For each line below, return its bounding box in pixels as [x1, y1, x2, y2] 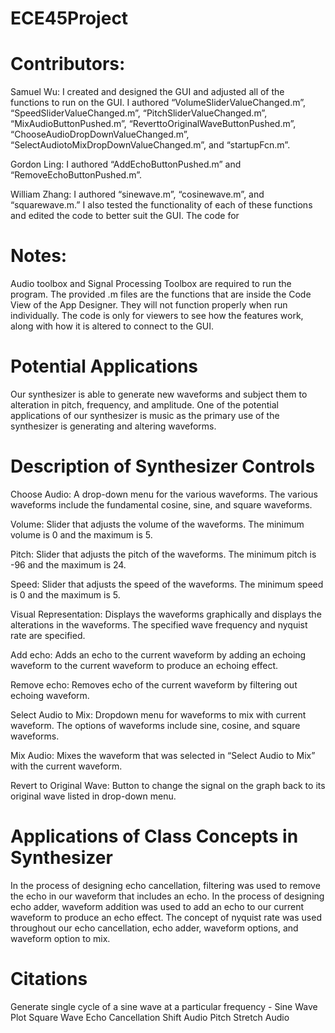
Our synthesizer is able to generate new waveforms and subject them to [10, 388, 308, 400]
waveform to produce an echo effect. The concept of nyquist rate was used [10, 911, 322, 923]
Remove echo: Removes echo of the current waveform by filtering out [10, 678, 298, 691]
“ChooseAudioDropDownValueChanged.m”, [10, 128, 190, 141]
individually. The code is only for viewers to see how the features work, [10, 310, 304, 322]
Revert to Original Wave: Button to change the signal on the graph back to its [10, 779, 326, 791]
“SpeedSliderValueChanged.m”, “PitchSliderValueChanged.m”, [10, 107, 268, 119]
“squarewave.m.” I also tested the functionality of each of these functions [10, 199, 313, 211]
